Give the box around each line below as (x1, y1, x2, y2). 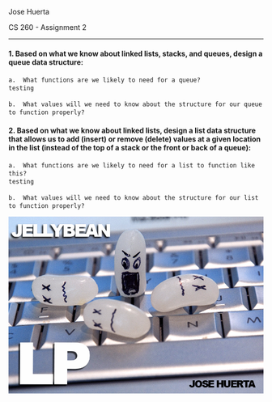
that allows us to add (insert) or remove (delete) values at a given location (8, 133, 261, 144)
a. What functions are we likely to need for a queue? (8, 76, 201, 84)
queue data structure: (8, 57, 83, 67)
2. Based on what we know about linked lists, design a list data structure (8, 125, 257, 135)
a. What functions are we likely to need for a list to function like (8, 162, 255, 170)
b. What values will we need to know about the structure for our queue (8, 100, 263, 108)
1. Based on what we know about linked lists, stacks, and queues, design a (8, 49, 263, 58)
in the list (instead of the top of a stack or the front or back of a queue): (8, 142, 251, 152)
